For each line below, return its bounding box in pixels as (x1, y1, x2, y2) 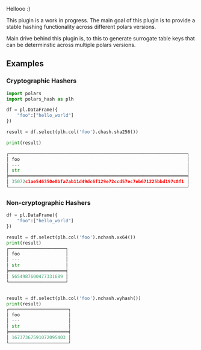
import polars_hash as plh (6, 96, 74, 102)
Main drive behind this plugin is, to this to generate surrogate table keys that (6, 35, 195, 42)
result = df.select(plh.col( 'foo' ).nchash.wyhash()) (6, 295, 141, 301)
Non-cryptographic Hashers (6, 198, 91, 207)
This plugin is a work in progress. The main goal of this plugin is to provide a (6, 17, 196, 23)
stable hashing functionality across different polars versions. (6, 23, 156, 30)
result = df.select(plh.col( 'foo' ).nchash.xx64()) (6, 234, 136, 240)
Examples (6, 58, 44, 69)
